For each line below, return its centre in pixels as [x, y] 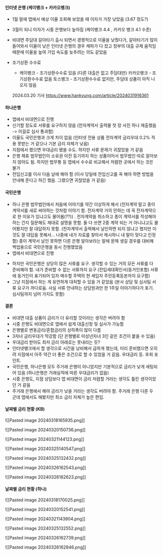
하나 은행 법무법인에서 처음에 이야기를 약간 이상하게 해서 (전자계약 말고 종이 [84, 204]
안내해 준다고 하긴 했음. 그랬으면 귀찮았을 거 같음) [59, 180]
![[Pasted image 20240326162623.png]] [45, 477]
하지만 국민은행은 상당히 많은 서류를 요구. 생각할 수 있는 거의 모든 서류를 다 [83, 263]
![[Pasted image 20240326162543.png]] [45, 468]
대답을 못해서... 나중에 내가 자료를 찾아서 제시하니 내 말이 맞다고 [87, 235]
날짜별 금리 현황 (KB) [25, 409]
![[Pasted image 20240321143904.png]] [45, 519]
